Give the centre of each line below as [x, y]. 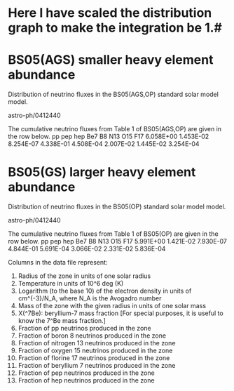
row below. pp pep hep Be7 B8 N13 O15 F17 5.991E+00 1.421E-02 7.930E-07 [117, 241]
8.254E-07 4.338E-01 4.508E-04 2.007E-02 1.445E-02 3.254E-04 [104, 144]
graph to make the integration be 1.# [115, 28]
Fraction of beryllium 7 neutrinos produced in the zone [97, 366]
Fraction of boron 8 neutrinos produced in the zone [92, 336]
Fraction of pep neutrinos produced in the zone [86, 373]
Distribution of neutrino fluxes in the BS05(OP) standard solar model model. [117, 207]
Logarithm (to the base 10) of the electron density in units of [105, 291]
